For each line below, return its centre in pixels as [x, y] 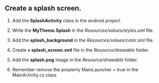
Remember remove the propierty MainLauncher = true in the [75, 69]
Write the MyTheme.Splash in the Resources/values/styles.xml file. [83, 30]
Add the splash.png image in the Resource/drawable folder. [75, 60]
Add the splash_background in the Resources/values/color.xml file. [83, 40]
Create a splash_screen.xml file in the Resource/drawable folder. [81, 50]
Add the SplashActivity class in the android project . [67, 20]
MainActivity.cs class [34, 75]
